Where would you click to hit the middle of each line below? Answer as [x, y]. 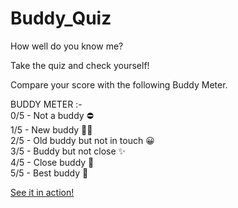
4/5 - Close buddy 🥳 [52, 162]
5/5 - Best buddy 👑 [49, 173]
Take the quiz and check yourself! [80, 65]
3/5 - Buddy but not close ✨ [68, 151]
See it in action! [42, 192]
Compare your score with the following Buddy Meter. [119, 84]
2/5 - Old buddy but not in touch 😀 [82, 140]
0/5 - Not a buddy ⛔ [52, 115]
